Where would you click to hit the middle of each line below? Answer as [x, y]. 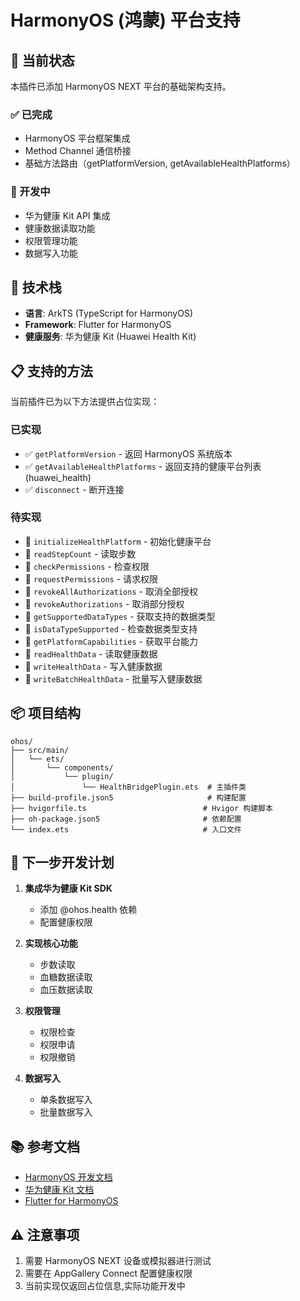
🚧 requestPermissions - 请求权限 [91, 578]
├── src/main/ [40, 750]
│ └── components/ [62, 767]
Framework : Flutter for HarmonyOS [98, 325]
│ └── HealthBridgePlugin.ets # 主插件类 [128, 787]
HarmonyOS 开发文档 [68, 1177]
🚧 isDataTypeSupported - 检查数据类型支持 [111, 628]
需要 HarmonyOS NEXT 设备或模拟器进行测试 [118, 1261]
